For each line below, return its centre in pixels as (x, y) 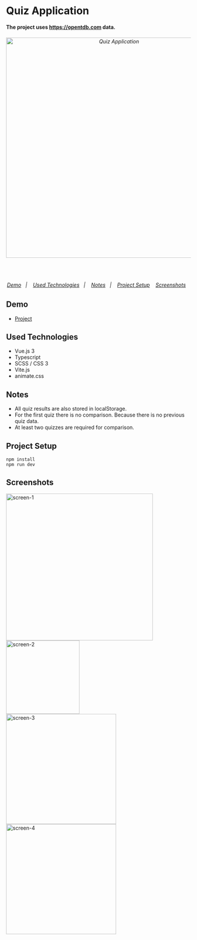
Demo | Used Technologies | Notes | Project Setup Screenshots (96, 285)
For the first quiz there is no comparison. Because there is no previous (99, 415)
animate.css (29, 376)
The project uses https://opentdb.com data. (61, 27)
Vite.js (22, 370)
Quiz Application (48, 11)
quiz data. (27, 421)
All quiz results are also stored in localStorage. (71, 409)
